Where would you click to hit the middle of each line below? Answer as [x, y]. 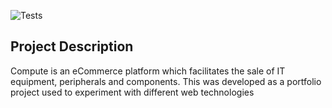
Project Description [72, 46]
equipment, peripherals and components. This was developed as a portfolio [166, 81]
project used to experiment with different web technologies [132, 92]
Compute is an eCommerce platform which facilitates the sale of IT [148, 71]
